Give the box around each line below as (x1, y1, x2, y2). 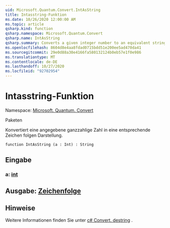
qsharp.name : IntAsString (5, 36, 60, 41)
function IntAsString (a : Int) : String (5, 142, 94, 147)
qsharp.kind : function (5, 26, 53, 31)
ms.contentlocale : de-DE (5, 59, 58, 64)
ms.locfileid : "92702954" (5, 69, 60, 74)
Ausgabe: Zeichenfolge (5, 186, 81, 195)
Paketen (5, 117, 23, 123)
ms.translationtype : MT (5, 54, 56, 60)
